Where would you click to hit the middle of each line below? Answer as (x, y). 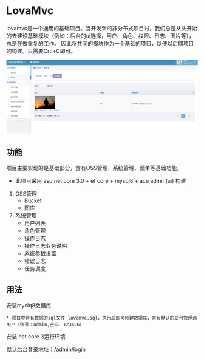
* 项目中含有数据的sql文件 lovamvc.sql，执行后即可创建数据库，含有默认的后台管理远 (102, 318)
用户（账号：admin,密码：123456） (45, 324)
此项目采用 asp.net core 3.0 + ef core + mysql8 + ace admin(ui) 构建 (100, 181)
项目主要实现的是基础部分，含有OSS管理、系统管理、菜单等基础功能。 (94, 168)
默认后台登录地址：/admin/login (46, 349)
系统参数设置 (40, 253)
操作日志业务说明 (46, 246)
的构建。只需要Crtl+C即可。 (41, 51)
